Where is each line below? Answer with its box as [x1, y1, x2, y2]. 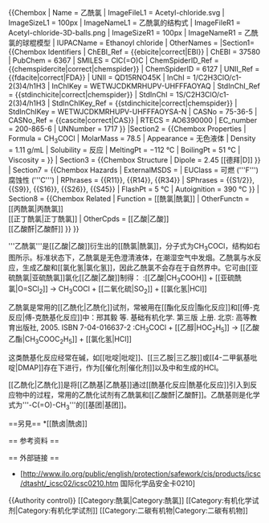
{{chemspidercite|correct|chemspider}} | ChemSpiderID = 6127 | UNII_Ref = [8, 64, 260, 73]
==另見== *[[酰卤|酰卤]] [8, 418, 88, 428]
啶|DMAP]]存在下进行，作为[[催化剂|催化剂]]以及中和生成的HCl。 [8, 362, 223, 373]
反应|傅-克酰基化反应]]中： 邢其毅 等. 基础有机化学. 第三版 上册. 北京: [8, 313, 234, 323]
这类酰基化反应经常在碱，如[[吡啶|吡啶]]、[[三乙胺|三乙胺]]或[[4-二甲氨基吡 [8, 352, 258, 362]
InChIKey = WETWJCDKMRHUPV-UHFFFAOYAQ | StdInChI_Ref [51, 81, 261, 91]
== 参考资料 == [8, 435, 59, 445]
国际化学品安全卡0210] [120, 478, 195, 488]
